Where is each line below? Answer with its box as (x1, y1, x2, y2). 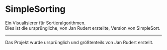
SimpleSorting (5, 3, 66, 15)
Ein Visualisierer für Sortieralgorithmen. (5, 20, 86, 26)
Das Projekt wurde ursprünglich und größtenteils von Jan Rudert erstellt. (5, 39, 154, 45)
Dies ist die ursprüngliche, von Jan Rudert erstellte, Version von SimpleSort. (5, 25, 161, 31)
